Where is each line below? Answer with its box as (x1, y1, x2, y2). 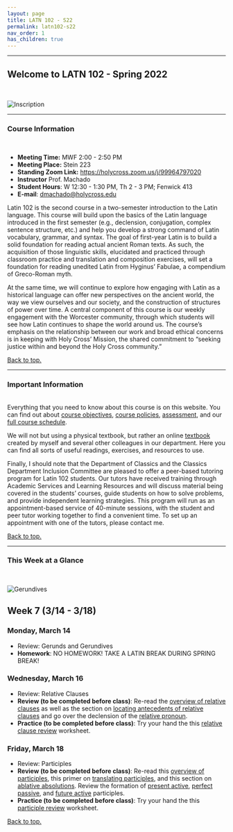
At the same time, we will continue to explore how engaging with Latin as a (7, 283, 221, 292)
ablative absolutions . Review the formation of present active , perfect (17, 782, 213, 790)
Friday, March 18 (7, 744, 64, 754)
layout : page (7, 10, 45, 17)
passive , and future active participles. (17, 789, 125, 797)
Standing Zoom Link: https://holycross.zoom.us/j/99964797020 (17, 168, 202, 176)
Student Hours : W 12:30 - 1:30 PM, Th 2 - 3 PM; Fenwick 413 (17, 183, 193, 191)
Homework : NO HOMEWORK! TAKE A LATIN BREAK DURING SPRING (17, 649, 216, 657)
